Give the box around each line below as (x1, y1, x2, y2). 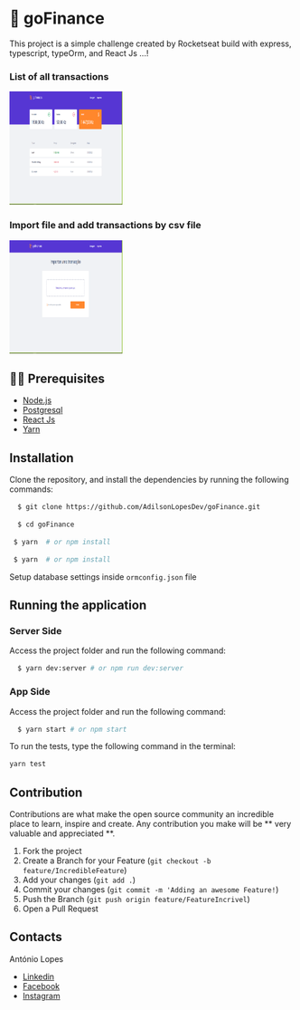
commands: (9, 484, 54, 495)
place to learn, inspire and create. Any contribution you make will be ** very (9, 819, 292, 830)
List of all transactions (9, 70, 109, 82)
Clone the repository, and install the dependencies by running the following (9, 475, 289, 486)
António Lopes (9, 953, 64, 964)
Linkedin (22, 971, 55, 982)
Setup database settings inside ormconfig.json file (9, 571, 197, 582)
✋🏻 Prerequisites (9, 370, 106, 386)
